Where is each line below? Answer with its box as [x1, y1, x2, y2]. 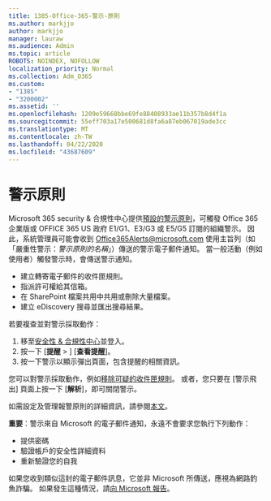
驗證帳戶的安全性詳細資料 [19, 446, 106, 456]
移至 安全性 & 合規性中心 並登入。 [19, 336, 129, 346]
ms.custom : [8, 80, 45, 88]
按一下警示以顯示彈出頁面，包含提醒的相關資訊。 [19, 356, 184, 366]
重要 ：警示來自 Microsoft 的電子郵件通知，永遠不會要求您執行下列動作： [8, 419, 251, 429]
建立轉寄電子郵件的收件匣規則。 [19, 271, 127, 281]
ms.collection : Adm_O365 [8, 72, 92, 80]
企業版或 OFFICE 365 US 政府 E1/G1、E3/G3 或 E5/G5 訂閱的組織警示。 [8, 224, 246, 234]
